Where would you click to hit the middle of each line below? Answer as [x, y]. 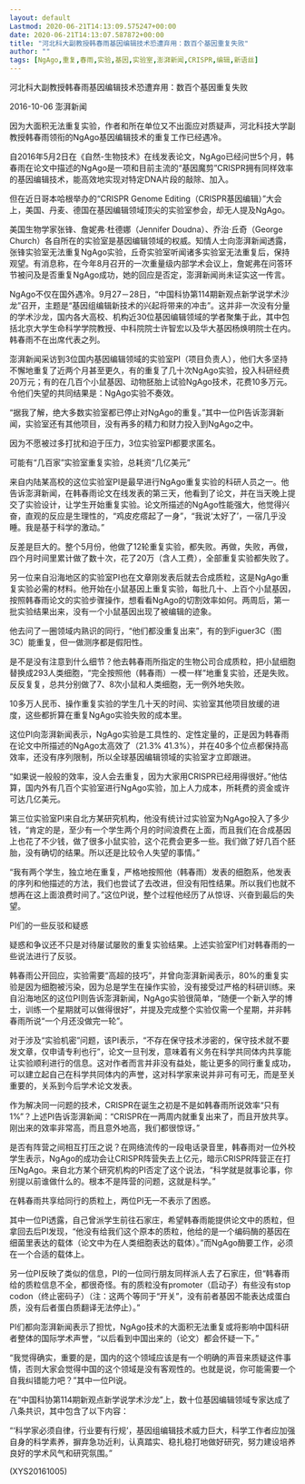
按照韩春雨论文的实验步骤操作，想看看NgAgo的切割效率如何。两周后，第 [146, 600]
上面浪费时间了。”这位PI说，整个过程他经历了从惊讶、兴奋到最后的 [163, 894]
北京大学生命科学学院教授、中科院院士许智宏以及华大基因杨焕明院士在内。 [156, 328]
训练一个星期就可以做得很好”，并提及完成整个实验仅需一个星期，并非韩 [158, 1010]
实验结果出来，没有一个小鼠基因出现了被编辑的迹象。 [116, 611]
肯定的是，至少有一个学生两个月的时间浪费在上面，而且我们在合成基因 [160, 830]
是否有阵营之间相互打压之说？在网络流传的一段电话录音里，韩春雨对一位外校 [152, 1147]
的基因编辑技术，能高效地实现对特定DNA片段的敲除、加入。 [122, 179]
